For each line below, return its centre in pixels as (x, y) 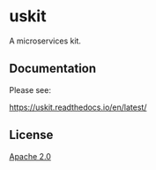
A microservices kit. (45, 41)
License (31, 135)
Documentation (53, 69)
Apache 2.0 (30, 156)
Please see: (30, 89)
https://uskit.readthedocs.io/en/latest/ (78, 107)
